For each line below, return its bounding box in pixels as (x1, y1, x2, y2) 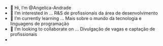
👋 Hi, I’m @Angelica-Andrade (10, 5, 72, 10)
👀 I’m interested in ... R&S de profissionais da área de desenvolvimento (10, 10, 158, 16)
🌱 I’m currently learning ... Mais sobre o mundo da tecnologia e (10, 15, 142, 21)
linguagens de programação (10, 20, 70, 26)
